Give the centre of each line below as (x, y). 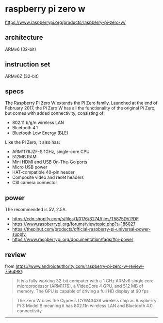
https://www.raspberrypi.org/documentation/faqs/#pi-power (73, 239)
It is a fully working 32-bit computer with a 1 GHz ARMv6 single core (85, 281)
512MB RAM (24, 157)
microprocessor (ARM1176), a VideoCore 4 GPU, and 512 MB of (80, 286)
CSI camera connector (34, 183)
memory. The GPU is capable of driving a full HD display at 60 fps (83, 291)
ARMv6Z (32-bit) (22, 76)
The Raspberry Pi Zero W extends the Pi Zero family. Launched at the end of (81, 103)
